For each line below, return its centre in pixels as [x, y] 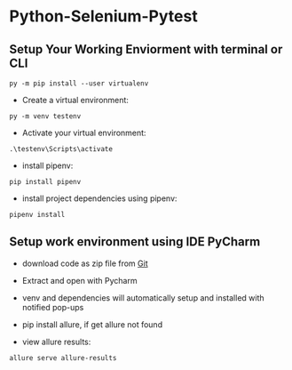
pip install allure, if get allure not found [92, 324]
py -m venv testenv [45, 117]
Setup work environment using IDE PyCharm [135, 242]
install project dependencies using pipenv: [99, 198]
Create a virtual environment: [75, 100]
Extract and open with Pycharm [79, 280]
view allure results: [56, 342]
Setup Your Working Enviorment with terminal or [146, 49]
